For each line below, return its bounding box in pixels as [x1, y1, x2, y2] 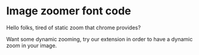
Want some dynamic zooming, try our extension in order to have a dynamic [6, 35, 193, 42]
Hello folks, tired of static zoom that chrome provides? [6, 24, 141, 31]
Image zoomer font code [6, 4, 131, 18]
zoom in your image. [6, 42, 57, 49]
